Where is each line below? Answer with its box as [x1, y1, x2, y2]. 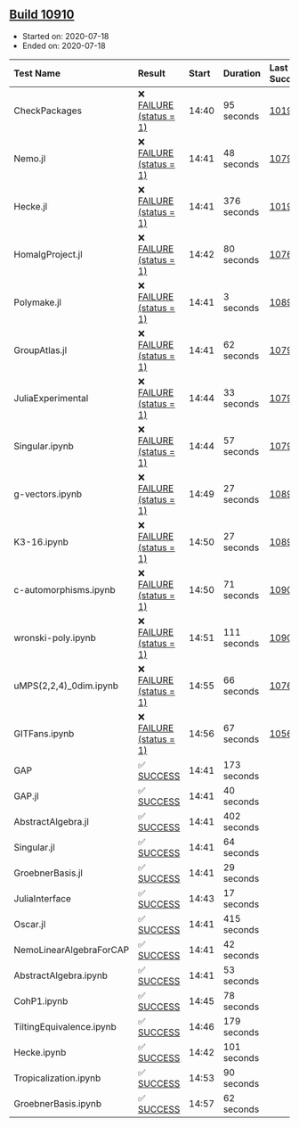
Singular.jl [13, 841, 55, 853]
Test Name [13, 67, 61, 79]
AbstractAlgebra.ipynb [13, 969, 109, 982]
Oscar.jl [13, 917, 46, 930]
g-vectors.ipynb [13, 488, 83, 500]
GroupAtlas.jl [13, 343, 68, 356]
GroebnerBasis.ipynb [13, 1097, 102, 1109]
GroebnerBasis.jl [13, 867, 83, 879]
